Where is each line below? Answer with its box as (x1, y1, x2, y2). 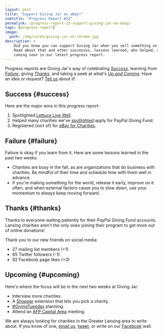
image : (5, 30, 18, 35)
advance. (12, 175, 31, 180)
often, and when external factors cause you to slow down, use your (12, 185, 147, 191)
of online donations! (5, 227, 45, 233)
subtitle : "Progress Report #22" (5, 16, 73, 21)
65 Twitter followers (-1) (12, 251, 60, 257)
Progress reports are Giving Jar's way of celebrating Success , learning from (5, 66, 157, 71)
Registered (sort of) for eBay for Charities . (12, 123, 97, 129)
